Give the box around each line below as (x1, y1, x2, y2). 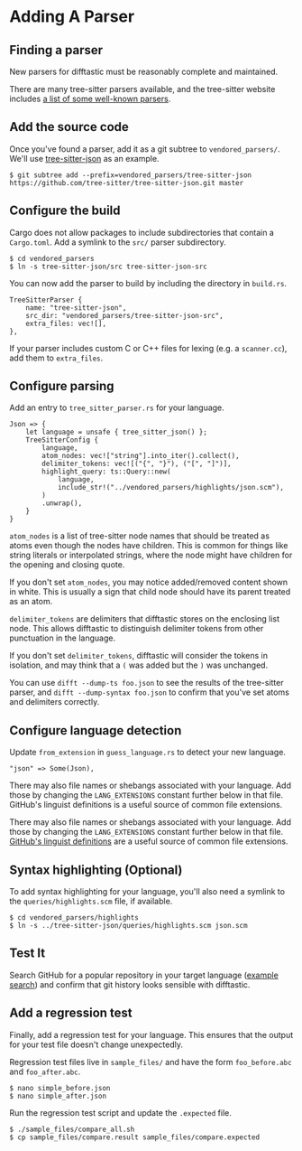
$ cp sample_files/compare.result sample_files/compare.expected (9, 1132, 260, 1142)
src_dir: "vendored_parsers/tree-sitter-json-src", (25, 311, 224, 320)
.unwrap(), (41, 499, 83, 508)
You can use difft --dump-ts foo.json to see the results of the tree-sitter (9, 678, 284, 688)
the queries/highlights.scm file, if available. (9, 896, 173, 907)
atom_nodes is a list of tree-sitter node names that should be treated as (9, 530, 270, 541)
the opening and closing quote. (9, 559, 125, 570)
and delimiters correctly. (9, 697, 100, 707)
